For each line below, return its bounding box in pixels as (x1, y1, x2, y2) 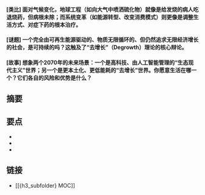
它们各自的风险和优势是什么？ (16, 74, 92, 81)
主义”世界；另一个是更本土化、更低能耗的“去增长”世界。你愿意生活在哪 (11, 66, 192, 73)
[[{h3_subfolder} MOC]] (15, 182, 75, 189)
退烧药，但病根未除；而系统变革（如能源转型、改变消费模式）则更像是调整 (6, 13, 193, 21)
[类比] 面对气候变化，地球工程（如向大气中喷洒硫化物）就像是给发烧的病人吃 (6, 6, 199, 13)
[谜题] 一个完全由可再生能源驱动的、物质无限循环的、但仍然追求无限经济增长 (6, 36, 199, 43)
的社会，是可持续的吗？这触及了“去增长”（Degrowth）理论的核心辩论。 (6, 43, 187, 51)
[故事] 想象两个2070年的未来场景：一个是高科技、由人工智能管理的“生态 (6, 59, 189, 66)
